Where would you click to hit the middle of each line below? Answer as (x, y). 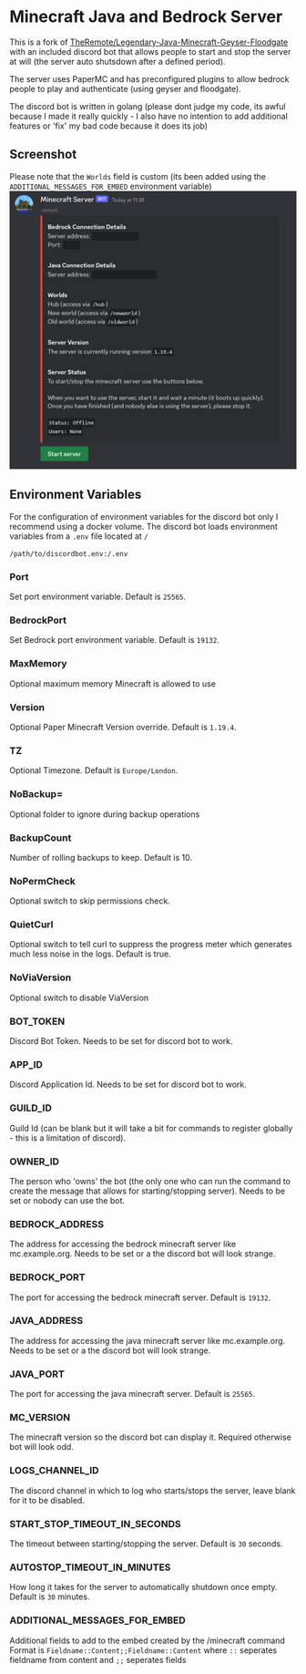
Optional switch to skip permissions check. (90, 901)
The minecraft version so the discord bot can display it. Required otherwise (150, 1437)
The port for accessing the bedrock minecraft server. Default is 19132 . (140, 1297)
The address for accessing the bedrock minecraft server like (123, 1244)
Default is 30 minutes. (50, 1596)
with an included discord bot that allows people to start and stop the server (150, 51)
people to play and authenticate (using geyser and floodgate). (125, 88)
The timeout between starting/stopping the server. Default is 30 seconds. (146, 1544)
